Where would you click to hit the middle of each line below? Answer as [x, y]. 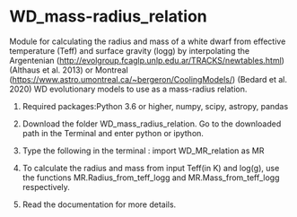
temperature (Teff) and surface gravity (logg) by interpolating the [129, 50]
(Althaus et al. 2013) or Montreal [69, 70]
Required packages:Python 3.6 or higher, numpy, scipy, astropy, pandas [155, 106]
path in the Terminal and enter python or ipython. [113, 133]
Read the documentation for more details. [99, 204]
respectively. [46, 187]
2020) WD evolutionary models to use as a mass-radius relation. [128, 89]
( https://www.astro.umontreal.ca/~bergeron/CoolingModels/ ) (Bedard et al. [148, 79]
